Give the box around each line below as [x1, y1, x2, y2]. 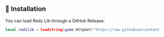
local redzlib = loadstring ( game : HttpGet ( [5, 27, 94, 32]
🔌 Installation [5, 5, 46, 13]
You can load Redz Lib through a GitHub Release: [5, 18, 105, 23]
